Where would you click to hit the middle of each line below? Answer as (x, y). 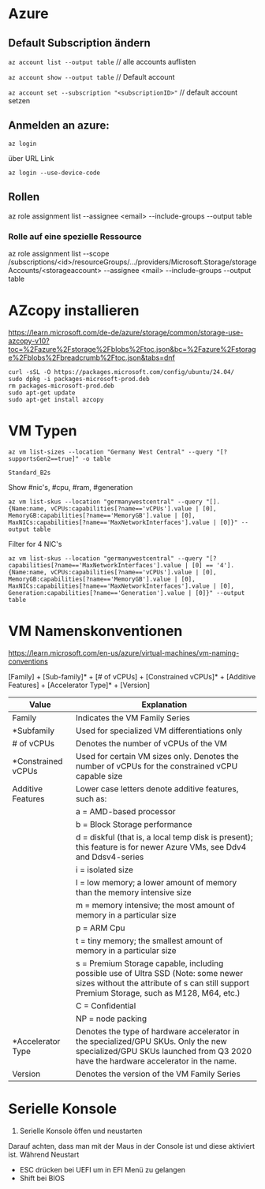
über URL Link (31, 158)
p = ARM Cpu (100, 928)
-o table (97, 458)
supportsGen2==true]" (44, 458)
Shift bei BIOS (42, 1178)
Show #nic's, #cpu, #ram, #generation (71, 487)
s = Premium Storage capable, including (149, 963)
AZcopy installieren (74, 310)
